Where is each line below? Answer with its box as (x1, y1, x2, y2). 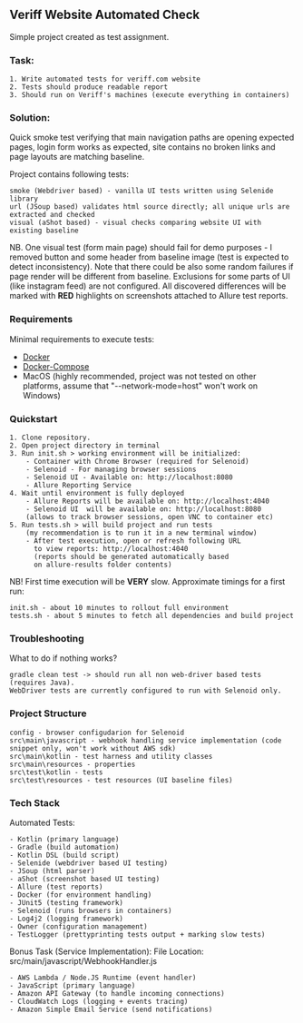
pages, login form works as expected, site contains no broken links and (9, 142, 276, 152)
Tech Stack (9, 796, 61, 809)
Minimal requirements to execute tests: (9, 333, 155, 344)
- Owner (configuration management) (9, 921, 148, 931)
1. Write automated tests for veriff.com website (9, 74, 201, 84)
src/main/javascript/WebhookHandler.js (9, 955, 157, 966)
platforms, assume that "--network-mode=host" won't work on (22, 380, 259, 391)
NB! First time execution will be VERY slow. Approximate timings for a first (9, 576, 286, 586)
